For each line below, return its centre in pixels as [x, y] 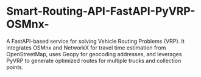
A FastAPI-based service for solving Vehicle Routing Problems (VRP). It [95, 41]
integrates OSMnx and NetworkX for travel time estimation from [86, 48]
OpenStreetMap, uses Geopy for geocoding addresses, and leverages [94, 54]
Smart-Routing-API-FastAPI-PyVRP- [101, 11]
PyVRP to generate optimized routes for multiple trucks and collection [94, 61]
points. [15, 67]
